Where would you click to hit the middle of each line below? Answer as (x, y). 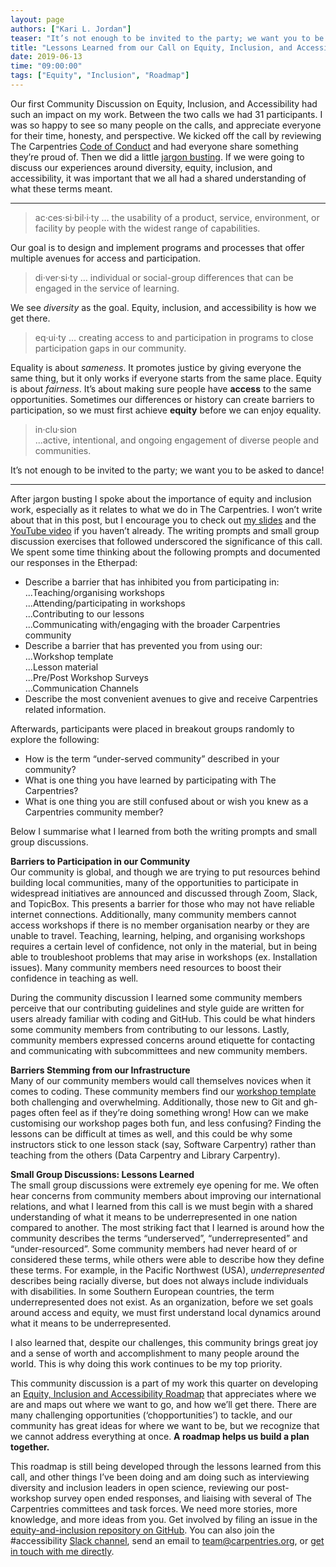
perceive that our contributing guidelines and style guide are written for (157, 1008)
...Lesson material (61, 667)
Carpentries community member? (94, 812)
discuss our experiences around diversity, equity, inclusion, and (141, 167)
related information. (65, 709)
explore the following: (55, 739)
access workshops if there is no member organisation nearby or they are (160, 925)
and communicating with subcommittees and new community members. (159, 1050)
